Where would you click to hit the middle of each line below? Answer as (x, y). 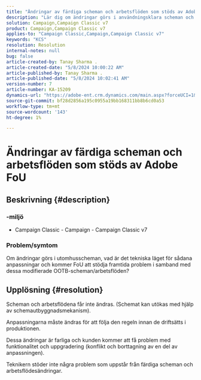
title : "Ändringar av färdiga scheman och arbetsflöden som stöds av (95, 12)
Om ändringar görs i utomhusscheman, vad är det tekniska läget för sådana (99, 259)
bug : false (20, 56)
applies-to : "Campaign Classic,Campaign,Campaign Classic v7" (85, 34)
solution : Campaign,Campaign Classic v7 (57, 23)
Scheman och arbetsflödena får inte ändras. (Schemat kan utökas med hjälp (100, 304)
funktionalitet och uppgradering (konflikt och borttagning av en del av (92, 346)
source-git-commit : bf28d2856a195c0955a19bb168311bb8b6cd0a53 (85, 101)
